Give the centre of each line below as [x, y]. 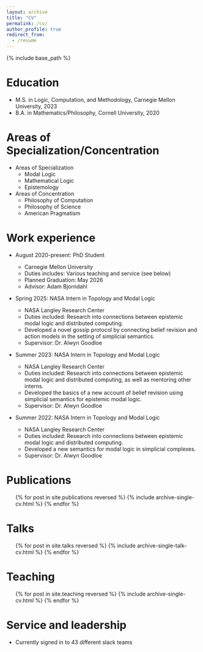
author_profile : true [34, 29]
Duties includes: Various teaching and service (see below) [98, 273]
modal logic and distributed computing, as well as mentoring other [108, 379]
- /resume [24, 40]
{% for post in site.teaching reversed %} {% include [80, 594]
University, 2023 [36, 106]
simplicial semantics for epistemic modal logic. [83, 399]
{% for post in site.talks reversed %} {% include [76, 545]
